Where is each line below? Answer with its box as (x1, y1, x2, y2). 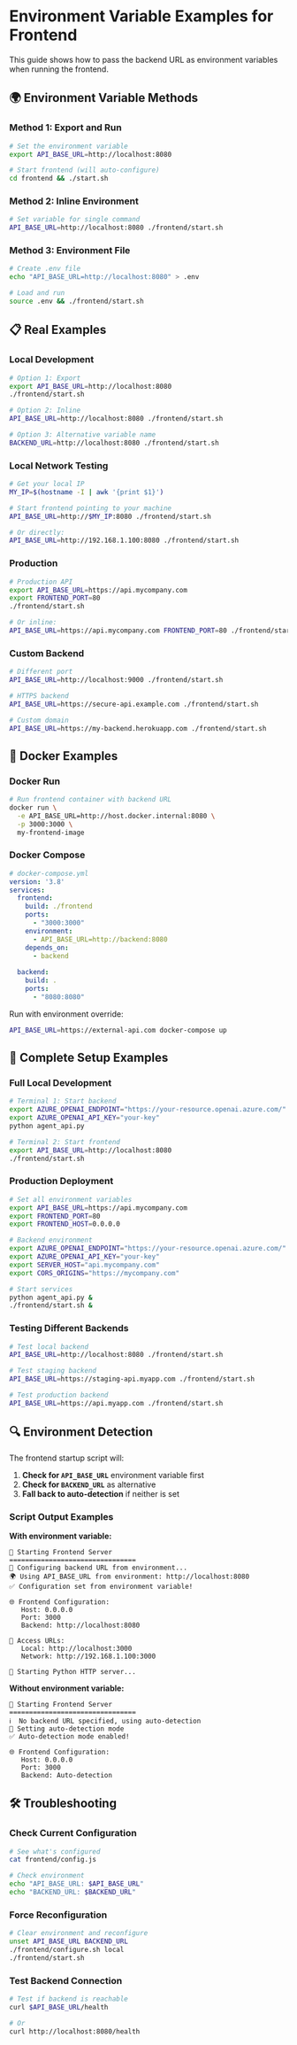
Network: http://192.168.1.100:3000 (20, 1652, 156, 1661)
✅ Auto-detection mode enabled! (9, 1731, 130, 1741)
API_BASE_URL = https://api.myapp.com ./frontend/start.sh (9, 1398, 224, 1407)
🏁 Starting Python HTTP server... (9, 1667, 137, 1676)
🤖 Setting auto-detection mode (9, 1724, 125, 1733)
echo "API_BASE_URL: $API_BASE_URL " (9, 1879, 144, 1888)
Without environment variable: (9, 1683, 125, 1693)
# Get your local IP (9, 480, 86, 489)
